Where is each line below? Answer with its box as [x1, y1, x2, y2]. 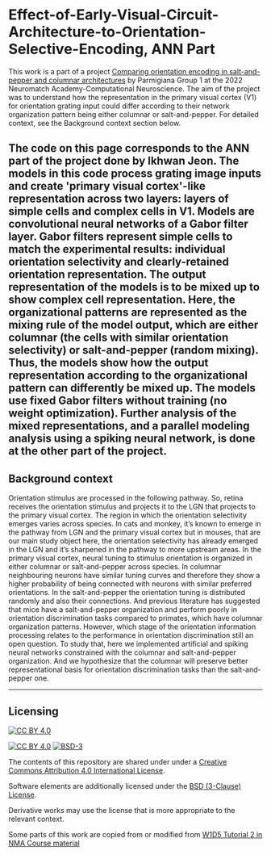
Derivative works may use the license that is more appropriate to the [8, 805, 236, 815]
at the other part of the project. [8, 444, 168, 458]
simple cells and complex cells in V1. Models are [8, 204, 256, 219]
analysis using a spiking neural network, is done [8, 432, 256, 446]
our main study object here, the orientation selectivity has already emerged [8, 536, 258, 546]
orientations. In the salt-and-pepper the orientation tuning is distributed [8, 588, 246, 597]
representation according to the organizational [8, 369, 248, 383]
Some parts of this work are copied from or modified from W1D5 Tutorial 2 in [8, 829, 263, 839]
